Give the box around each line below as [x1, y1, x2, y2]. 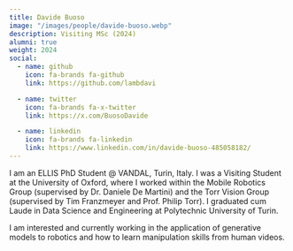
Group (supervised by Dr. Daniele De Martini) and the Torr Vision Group [9, 186, 270, 197]
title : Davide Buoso [9, 12, 86, 22]
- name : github [17, 63, 73, 72]
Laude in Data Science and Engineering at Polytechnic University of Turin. [9, 205, 279, 216]
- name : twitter [17, 95, 77, 103]
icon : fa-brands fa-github [25, 71, 125, 80]
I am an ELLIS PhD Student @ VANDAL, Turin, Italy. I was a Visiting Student [9, 167, 281, 178]
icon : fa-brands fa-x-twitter [25, 103, 137, 111]
